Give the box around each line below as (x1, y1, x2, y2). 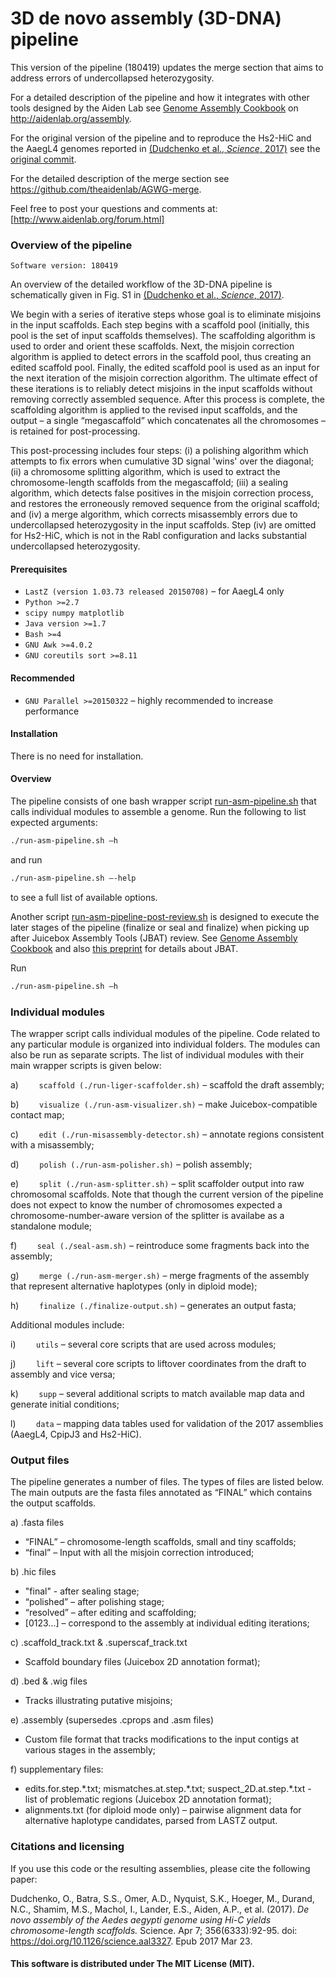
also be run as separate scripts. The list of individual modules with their (10, 1048, 305, 1061)
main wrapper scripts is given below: (10, 1059, 162, 1071)
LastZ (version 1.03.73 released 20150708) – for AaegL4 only (24, 585, 285, 597)
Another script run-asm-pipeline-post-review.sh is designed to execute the (10, 910, 320, 922)
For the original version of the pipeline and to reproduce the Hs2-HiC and (10, 132, 312, 144)
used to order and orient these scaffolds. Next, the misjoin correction (10, 340, 295, 352)
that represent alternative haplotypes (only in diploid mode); (10, 1280, 258, 1292)
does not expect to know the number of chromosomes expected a (10, 1198, 283, 1211)
